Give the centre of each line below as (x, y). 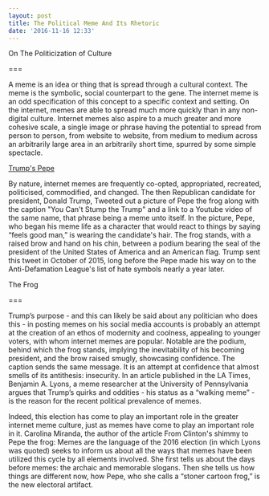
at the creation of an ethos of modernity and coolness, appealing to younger (134, 333)
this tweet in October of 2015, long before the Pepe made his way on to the (132, 261)
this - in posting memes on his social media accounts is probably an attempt (134, 324)
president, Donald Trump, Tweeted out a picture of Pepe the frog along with (134, 201)
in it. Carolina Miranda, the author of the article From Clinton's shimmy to (128, 433)
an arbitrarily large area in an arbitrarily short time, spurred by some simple (132, 144)
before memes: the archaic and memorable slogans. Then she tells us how (132, 468)
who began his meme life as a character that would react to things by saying (134, 226)
